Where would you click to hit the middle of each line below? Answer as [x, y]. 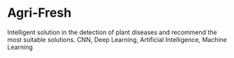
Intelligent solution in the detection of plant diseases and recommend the [112, 32]
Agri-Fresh [39, 13]
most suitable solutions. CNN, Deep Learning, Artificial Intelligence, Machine [117, 39]
